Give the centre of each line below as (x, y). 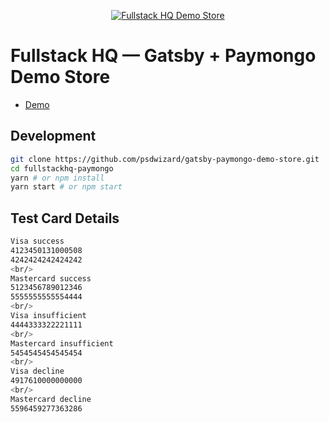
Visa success (37, 241)
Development (53, 136)
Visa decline (37, 371)
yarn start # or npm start (66, 187)
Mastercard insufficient (62, 343)
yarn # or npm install (57, 178)
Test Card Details (65, 218)
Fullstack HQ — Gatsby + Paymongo (163, 56)
